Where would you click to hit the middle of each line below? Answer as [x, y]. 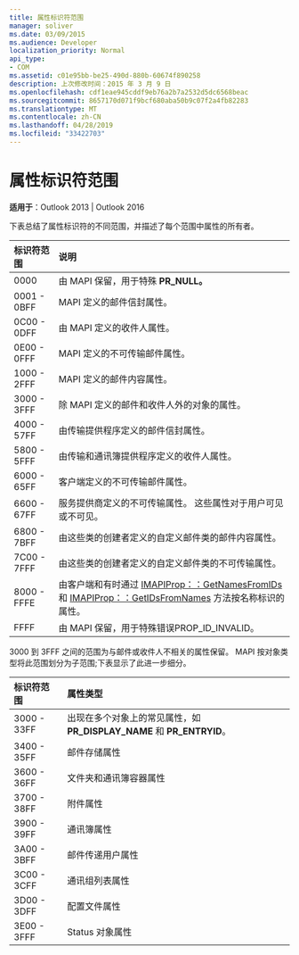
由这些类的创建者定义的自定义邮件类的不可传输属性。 [170, 563]
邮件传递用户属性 [102, 855]
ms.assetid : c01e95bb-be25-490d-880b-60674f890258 [105, 76]
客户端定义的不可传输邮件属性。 [125, 481]
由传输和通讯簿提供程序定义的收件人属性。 [148, 456]
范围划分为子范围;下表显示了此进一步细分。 [112, 662]
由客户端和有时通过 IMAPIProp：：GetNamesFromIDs [170, 584]
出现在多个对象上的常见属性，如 [133, 718]
